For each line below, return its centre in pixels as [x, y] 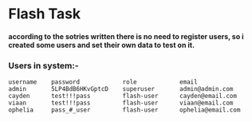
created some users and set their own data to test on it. [102, 45]
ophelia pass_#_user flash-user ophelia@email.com [124, 110]
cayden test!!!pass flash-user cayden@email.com [123, 96]
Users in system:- [43, 65]
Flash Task [45, 14]
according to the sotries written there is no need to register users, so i [126, 36]
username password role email [103, 82]
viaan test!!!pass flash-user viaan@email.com [121, 103]
